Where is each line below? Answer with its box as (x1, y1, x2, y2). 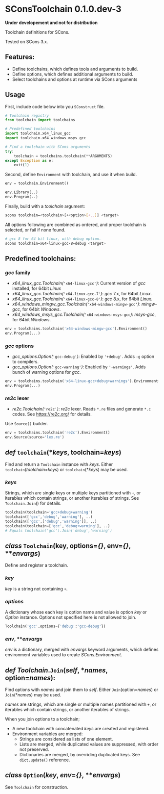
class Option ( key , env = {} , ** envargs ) (5, 771, 121, 779)
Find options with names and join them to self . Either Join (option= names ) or (5, 687, 159, 692)
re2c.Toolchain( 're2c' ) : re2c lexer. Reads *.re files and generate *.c (12, 406, 151, 412)
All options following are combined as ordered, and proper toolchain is (5, 222, 146, 228)
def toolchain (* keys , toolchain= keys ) (5, 448, 122, 457)
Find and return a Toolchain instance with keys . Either (5, 461, 113, 467)
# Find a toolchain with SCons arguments (5, 144, 91, 149)
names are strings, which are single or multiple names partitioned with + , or (5, 701, 157, 707)
